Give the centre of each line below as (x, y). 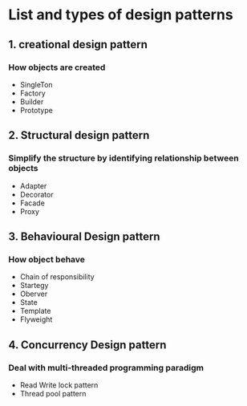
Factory (32, 93)
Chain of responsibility (57, 277)
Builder (32, 101)
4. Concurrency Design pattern (87, 345)
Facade (32, 203)
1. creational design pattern (78, 45)
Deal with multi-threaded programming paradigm (106, 367)
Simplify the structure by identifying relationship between (123, 158)
